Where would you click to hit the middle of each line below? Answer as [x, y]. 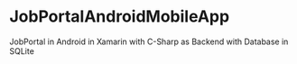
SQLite [22, 50]
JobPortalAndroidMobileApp [120, 17]
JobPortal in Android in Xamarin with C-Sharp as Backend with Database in [149, 41]
